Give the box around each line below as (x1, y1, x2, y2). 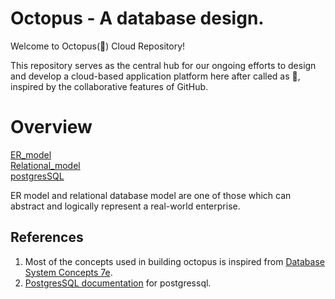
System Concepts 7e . (24, 266, 113, 278)
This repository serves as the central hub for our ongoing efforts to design (10, 59, 317, 71)
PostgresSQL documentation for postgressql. (24, 277, 212, 289)
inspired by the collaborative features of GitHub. (10, 80, 209, 92)
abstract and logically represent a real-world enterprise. (10, 200, 241, 212)
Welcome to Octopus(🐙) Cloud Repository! (10, 40, 186, 52)
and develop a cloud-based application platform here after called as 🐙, (10, 70, 301, 82)
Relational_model (10, 159, 81, 171)
